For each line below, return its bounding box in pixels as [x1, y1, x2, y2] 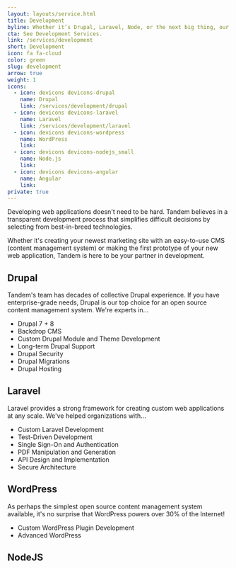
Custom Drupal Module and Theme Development [17, 334, 160, 343]
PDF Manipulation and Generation [17, 448, 117, 456]
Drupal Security [17, 350, 64, 358]
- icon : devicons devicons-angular [13, 168, 119, 176]
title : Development [7, 17, 65, 24]
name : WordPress [20, 135, 69, 142]
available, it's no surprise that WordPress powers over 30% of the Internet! [7, 509, 225, 518]
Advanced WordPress [17, 530, 81, 539]
